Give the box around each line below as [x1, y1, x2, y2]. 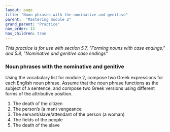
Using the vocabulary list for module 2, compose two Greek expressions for [5, 75, 163, 81]
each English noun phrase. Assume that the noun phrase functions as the [5, 80, 159, 86]
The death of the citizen [12, 101, 63, 107]
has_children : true [5, 31, 47, 36]
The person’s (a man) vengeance [12, 106, 82, 112]
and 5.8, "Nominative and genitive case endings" [5, 50, 108, 56]
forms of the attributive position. [5, 91, 73, 97]
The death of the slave [12, 122, 60, 128]
